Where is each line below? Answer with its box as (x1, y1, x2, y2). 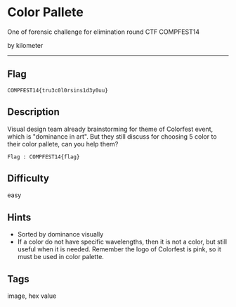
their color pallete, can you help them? (7, 139, 119, 148)
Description (7, 106, 60, 118)
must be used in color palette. (17, 253, 104, 261)
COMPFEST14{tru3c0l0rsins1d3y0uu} (7, 87, 109, 94)
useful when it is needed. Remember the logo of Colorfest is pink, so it (17, 245, 221, 253)
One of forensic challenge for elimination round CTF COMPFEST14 (7, 27, 200, 36)
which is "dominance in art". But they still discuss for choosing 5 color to (7, 132, 217, 141)
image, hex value (7, 292, 57, 300)
